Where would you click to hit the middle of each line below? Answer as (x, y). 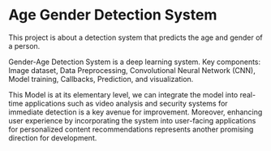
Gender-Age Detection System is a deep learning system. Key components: (135, 62)
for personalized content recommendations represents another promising (131, 129)
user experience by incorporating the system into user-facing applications (132, 120)
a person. (24, 45)
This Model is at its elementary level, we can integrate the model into (123, 94)
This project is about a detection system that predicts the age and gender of (136, 37)
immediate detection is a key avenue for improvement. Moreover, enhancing (135, 112)
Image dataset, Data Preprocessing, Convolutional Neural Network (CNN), (132, 70)
